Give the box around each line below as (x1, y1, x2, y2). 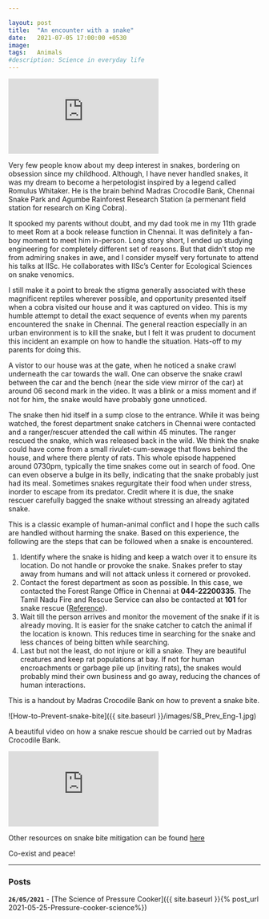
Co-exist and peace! (8, 848, 76, 858)
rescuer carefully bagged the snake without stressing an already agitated (8, 495, 250, 505)
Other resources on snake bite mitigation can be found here (8, 833, 206, 843)
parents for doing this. (8, 345, 82, 354)
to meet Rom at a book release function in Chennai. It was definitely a (8, 227, 238, 237)
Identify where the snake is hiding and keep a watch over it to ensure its (19, 552, 258, 562)
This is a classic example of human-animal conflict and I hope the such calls (8, 519, 260, 529)
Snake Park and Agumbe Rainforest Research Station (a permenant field (8, 194, 247, 204)
